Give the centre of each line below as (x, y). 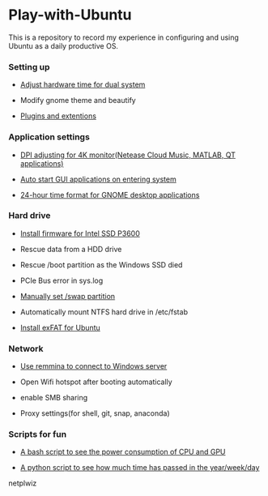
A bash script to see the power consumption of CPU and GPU (123, 452)
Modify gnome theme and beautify (78, 100)
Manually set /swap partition (68, 296)
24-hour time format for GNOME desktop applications (110, 195)
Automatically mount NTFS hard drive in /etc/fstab (104, 312)
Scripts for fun (38, 434)
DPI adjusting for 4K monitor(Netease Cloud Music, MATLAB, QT (128, 155)
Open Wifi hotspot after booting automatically (96, 382)
